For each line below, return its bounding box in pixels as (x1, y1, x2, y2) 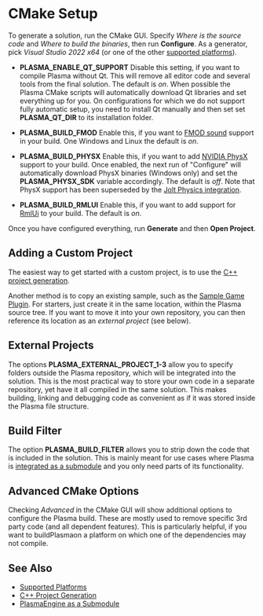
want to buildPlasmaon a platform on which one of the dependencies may (8, 530, 247, 540)
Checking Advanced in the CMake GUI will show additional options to (8, 505, 232, 515)
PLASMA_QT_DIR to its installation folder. (19, 112, 154, 122)
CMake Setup (8, 5, 98, 23)
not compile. (8, 539, 49, 548)
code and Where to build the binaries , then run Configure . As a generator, (8, 38, 248, 48)
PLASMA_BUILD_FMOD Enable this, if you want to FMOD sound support (19, 127, 254, 137)
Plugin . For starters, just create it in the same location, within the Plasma (8, 299, 242, 309)
